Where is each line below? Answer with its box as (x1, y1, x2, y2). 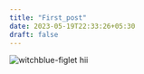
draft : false (9, 30, 59, 39)
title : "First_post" (9, 13, 88, 23)
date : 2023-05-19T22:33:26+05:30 (9, 22, 136, 31)
